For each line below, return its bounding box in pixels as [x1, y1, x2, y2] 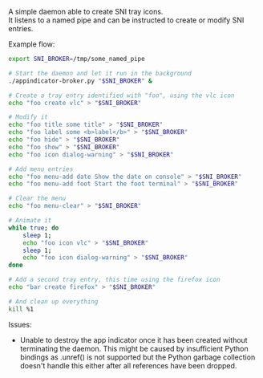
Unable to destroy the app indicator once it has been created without [19, 335, 248, 344]
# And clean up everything [8, 297, 99, 306]
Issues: [8, 319, 32, 329]
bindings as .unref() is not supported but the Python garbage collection [19, 352, 256, 362]
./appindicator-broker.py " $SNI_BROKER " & [8, 76, 152, 85]
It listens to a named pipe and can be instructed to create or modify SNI [8, 15, 245, 25]
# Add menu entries [8, 165, 74, 173]
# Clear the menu [8, 194, 67, 203]
